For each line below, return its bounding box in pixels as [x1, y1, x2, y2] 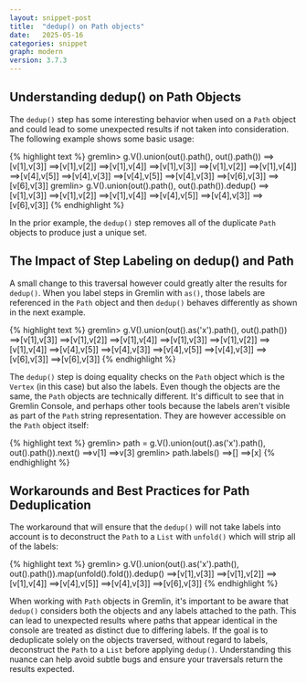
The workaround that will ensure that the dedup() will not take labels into [9, 521, 281, 532]
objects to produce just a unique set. [9, 226, 148, 237]
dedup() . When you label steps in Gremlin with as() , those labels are [9, 287, 266, 298]
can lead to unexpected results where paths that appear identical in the [9, 615, 278, 626]
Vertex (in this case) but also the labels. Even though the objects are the [9, 381, 280, 392]
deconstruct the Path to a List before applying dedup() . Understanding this [9, 645, 292, 656]
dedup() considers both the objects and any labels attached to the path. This [9, 605, 297, 616]
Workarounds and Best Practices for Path [9, 483, 250, 499]
